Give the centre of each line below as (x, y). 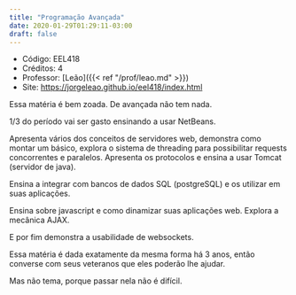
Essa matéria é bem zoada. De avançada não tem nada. (111, 105)
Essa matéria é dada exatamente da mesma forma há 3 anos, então (132, 254)
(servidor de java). (43, 167)
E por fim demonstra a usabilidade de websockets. (101, 237)
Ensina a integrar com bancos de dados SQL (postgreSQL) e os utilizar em (145, 184)
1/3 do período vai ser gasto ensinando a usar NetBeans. (113, 121)
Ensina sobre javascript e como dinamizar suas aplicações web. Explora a (144, 211)
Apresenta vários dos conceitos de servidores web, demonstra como (135, 139)
